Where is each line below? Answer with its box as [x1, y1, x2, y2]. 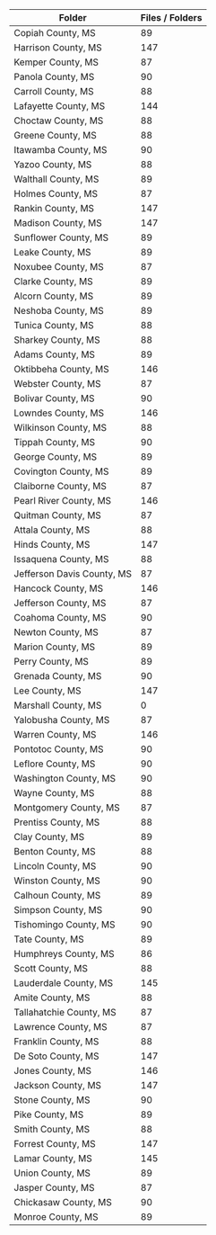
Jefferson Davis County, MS [13, 568, 133, 579]
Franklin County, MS [13, 1035, 99, 1047]
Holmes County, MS [13, 188, 99, 200]
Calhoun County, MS [13, 890, 101, 901]
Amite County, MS [13, 991, 91, 1004]
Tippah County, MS [13, 436, 96, 448]
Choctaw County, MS [13, 114, 104, 127]
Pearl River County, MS [13, 495, 112, 506]
